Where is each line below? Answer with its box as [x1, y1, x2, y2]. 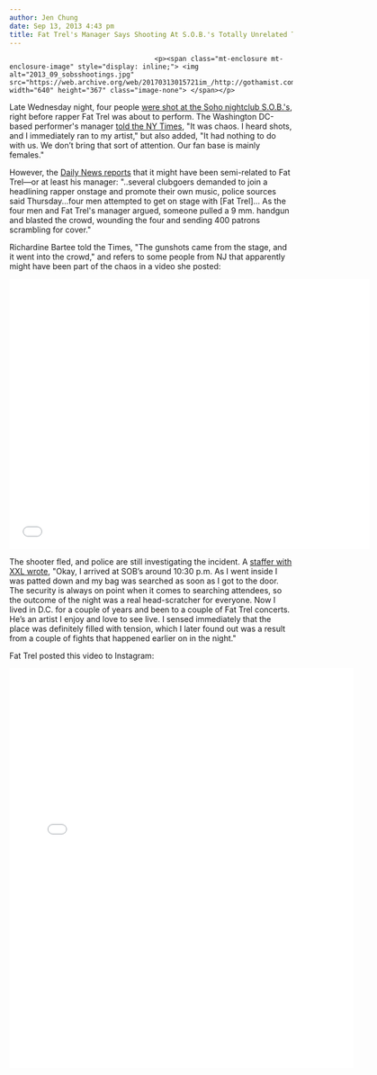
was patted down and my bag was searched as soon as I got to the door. [9, 575, 279, 586]
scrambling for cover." [9, 224, 92, 235]
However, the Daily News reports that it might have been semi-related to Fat [9, 167, 291, 178]
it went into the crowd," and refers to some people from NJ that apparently [9, 251, 286, 262]
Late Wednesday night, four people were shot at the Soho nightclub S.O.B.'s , [9, 102, 292, 113]
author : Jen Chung [9, 13, 78, 23]
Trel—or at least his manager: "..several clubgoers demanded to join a [9, 176, 268, 187]
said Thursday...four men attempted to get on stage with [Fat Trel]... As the [9, 195, 286, 207]
